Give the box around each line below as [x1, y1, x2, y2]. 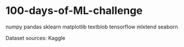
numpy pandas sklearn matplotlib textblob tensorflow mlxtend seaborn [5, 23, 178, 30]
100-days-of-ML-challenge [5, 4, 143, 17]
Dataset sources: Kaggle [5, 34, 66, 41]
